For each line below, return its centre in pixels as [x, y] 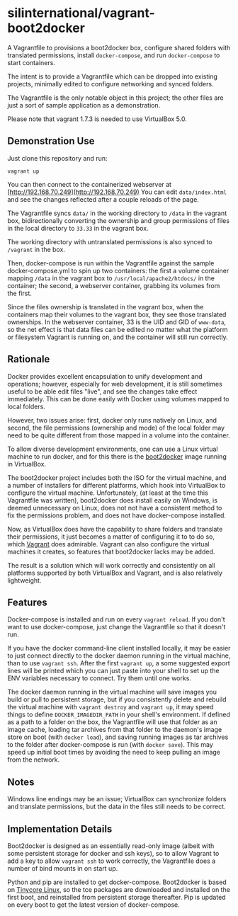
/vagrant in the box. [36, 249]
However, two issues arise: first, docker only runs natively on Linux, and [112, 420]
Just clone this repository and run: [57, 158]
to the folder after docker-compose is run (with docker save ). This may [110, 745]
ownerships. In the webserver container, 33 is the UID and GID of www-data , [117, 322]
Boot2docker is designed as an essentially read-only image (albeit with [111, 846]
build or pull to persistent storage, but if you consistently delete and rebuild [117, 699]
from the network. [34, 760]
